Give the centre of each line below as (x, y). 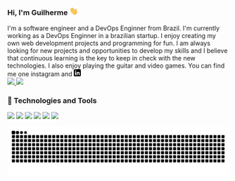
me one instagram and (40, 74)
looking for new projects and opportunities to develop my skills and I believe (118, 50)
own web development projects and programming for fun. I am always (109, 43)
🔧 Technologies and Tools (52, 100)
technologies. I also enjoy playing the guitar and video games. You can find (116, 65)
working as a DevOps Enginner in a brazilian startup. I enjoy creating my (112, 35)
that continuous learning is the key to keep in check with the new (101, 58)
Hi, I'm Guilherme (38, 13)
